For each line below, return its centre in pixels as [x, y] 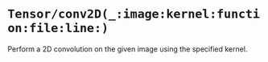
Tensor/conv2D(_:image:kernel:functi [134, 14]
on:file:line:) [58, 29]
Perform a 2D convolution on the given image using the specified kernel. [128, 49]
